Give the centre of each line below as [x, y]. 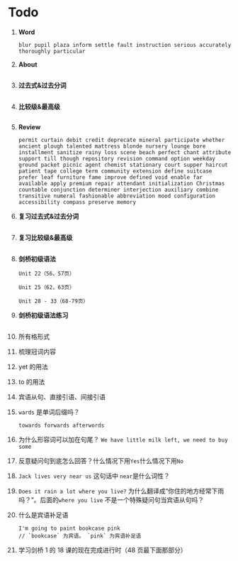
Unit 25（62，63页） [46, 287]
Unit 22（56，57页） [46, 273]
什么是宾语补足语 [43, 515]
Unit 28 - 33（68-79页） [53, 301]
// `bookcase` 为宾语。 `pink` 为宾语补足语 [80, 536]
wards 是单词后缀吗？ [49, 412]
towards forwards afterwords [61, 425]
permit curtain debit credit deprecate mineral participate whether [121, 140]
